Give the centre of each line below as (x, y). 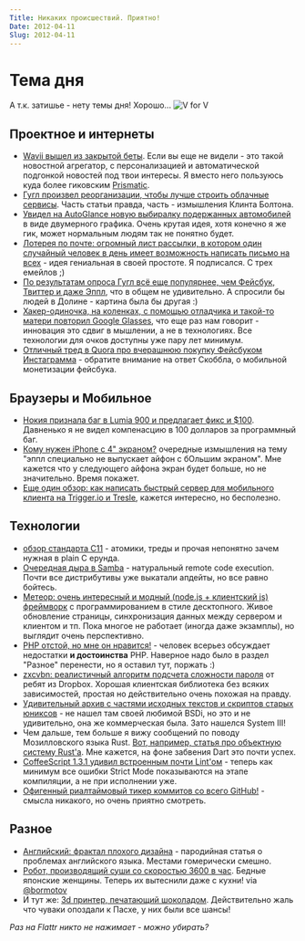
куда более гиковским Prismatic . (86, 185)
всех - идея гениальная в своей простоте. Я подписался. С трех (147, 263)
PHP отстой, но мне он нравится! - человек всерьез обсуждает (146, 645)
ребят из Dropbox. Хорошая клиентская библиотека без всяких (146, 684)
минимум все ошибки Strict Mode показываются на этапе (135, 771)
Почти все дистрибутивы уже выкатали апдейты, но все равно (145, 577)
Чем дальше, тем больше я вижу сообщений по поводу (131, 732)
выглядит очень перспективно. (83, 635)
